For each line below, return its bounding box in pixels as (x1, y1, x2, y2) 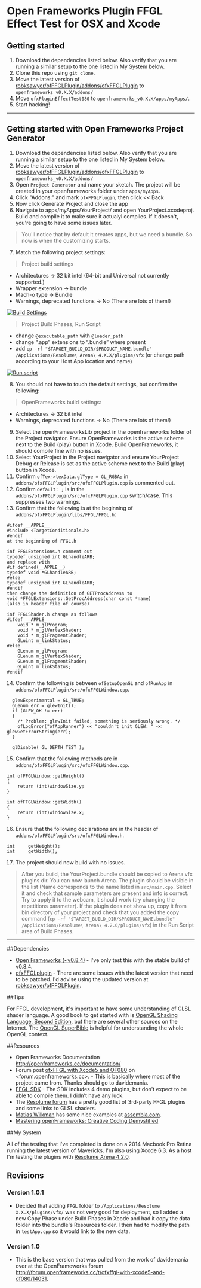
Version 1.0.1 (7, 1189, 44, 1197)
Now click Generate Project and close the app (15, 200, 129, 207)
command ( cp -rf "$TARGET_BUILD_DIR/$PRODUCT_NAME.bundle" (21, 915, 175, 922)
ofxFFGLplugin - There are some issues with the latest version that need (15, 969, 193, 976)
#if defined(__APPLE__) (7, 564, 66, 570)
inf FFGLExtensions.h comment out (7, 549, 93, 555)
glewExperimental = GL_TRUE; (12, 697, 85, 704)
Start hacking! (15, 101, 50, 108)
